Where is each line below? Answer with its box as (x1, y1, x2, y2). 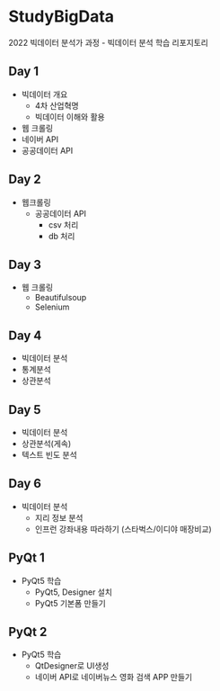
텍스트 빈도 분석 (21, 450, 77, 460)
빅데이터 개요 (21, 88, 68, 100)
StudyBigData (8, 6, 114, 27)
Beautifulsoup (34, 292, 87, 303)
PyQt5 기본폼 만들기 (34, 597, 107, 608)
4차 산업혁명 (34, 100, 79, 111)
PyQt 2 (8, 624, 48, 640)
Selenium (34, 301, 70, 312)
